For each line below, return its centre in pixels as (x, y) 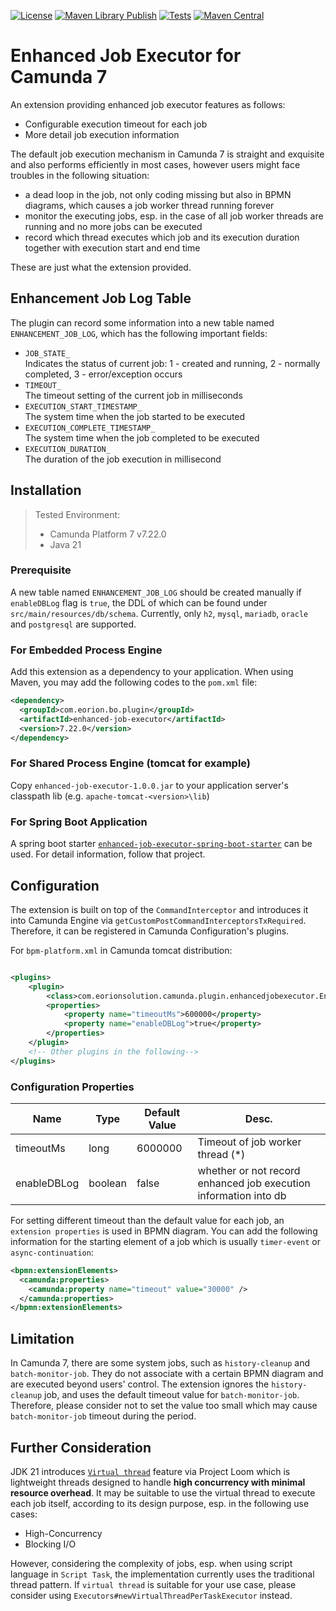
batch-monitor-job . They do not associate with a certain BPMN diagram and (167, 1374)
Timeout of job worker (249, 1142)
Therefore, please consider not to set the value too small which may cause (164, 1406)
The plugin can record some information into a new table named (142, 322)
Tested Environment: (77, 514)
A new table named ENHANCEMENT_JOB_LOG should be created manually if (156, 592)
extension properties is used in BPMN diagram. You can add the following (164, 1231)
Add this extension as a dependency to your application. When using (152, 672)
